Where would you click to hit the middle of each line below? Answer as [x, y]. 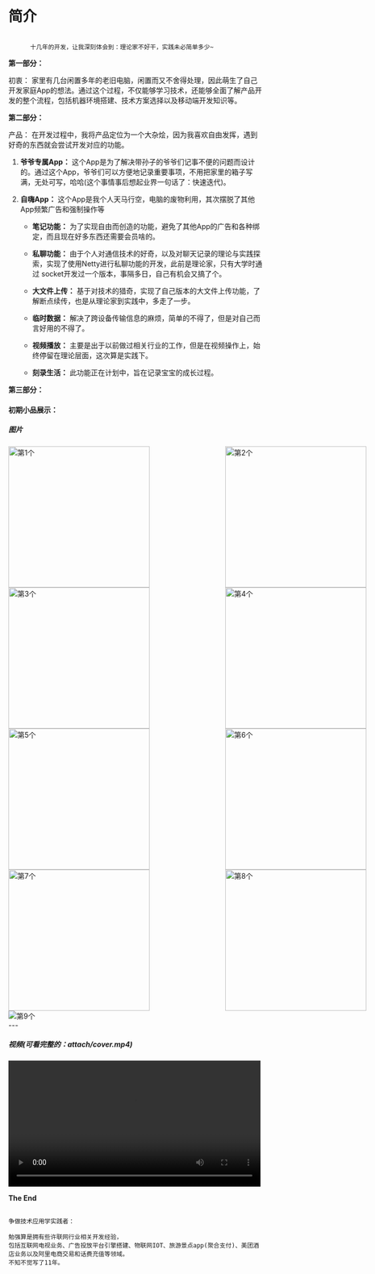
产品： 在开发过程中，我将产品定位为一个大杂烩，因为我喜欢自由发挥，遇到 [133, 135]
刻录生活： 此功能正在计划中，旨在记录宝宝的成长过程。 [125, 373]
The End [23, 1198]
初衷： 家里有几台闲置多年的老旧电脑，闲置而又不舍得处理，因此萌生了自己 [133, 80]
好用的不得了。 [64, 328]
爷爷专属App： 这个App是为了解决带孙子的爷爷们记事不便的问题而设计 [137, 161]
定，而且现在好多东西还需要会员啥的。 [96, 236]
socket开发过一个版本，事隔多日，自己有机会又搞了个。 [134, 273]
